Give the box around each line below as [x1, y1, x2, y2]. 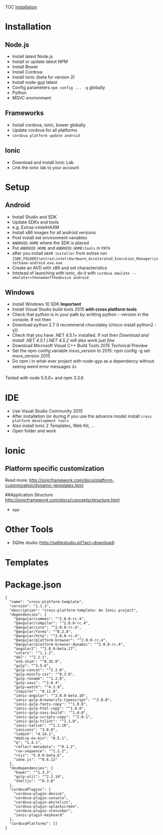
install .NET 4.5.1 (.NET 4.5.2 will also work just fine [12, 337, 115, 343]
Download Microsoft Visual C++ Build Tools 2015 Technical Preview [12, 343, 148, 349]
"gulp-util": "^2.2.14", [14, 775, 64, 779]
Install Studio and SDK [12, 214, 57, 220]
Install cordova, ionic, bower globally [12, 122, 86, 128]
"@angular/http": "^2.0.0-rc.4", [14, 634, 82, 639]
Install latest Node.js [12, 54, 53, 59]
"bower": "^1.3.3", [14, 770, 54, 775]
